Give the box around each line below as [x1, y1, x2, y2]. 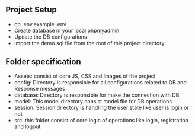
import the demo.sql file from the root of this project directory [14, 39, 165, 46]
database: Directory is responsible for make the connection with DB [14, 91, 180, 99]
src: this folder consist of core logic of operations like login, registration [14, 116, 189, 124]
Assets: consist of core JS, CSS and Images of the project [14, 72, 156, 80]
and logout [14, 123, 41, 130]
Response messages [14, 85, 66, 92]
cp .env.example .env [14, 20, 66, 27]
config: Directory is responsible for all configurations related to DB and [14, 78, 187, 86]
